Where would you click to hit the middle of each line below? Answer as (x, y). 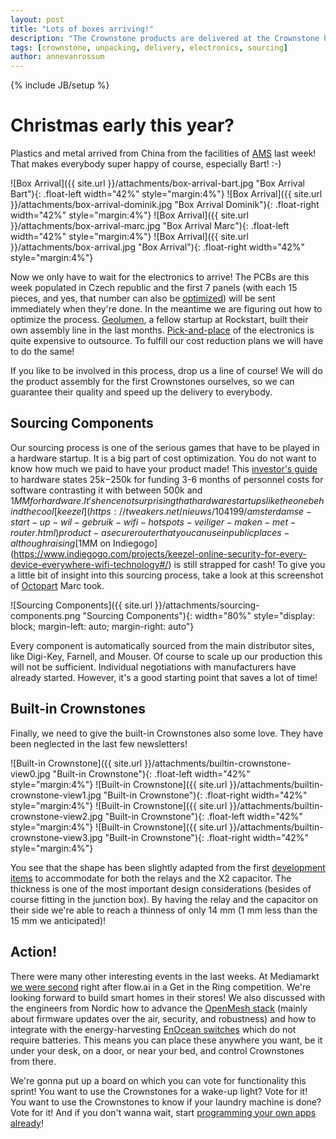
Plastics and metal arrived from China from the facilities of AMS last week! (163, 153)
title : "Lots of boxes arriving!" (82, 29)
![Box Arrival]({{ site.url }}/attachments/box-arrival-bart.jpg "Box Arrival (157, 183)
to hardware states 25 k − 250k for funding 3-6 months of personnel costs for (167, 479)
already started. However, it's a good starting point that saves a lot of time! (164, 677)
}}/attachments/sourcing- (207, 605)
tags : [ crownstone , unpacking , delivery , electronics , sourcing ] (149, 47)
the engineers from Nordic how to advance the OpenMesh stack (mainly (159, 1008)
